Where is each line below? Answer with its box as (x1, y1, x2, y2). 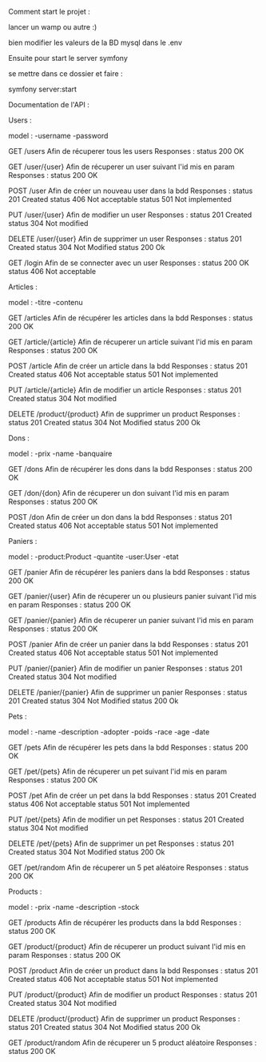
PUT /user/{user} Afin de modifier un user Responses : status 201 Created (8, 210, 252, 219)
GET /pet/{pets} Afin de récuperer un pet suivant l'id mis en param (8, 766, 228, 776)
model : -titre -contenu (8, 298, 84, 307)
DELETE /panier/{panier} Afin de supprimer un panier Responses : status (8, 688, 248, 697)
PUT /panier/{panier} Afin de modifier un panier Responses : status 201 (8, 664, 243, 673)
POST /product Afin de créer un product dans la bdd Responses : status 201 (8, 966, 258, 976)
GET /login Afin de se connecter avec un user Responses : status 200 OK (8, 258, 250, 268)
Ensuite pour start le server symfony (8, 54, 128, 62)
